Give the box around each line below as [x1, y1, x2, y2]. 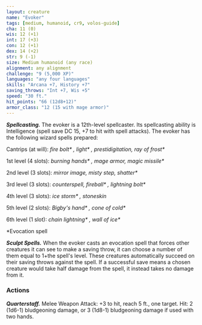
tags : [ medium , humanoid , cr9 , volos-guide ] [6, 20, 120, 26]
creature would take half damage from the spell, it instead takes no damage [6, 265, 194, 272]
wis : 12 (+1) [6, 31, 39, 37]
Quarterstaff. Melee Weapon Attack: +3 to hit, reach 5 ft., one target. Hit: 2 [6, 300, 193, 307]
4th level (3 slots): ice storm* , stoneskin [6, 192, 107, 199]
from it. [6, 271, 24, 278]
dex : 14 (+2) [6, 48, 39, 54]
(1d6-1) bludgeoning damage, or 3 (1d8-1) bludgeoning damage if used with [6, 306, 194, 314]
